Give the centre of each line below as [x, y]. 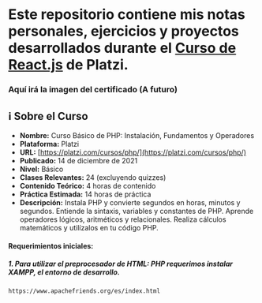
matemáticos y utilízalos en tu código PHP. [89, 227]
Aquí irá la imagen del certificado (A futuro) [93, 90]
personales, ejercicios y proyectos [124, 31]
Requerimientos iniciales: [51, 245]
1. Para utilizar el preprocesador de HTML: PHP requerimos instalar [121, 264]
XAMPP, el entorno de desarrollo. [64, 272]
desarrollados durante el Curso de [122, 48]
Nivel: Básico [41, 169]
